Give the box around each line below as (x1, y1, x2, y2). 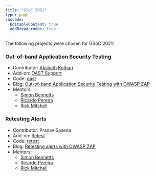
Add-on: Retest (12, 132, 45, 138)
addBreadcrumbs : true (10, 27, 56, 32)
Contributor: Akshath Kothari (12, 65, 73, 71)
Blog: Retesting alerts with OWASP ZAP (12, 143, 96, 149)
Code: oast (12, 76, 36, 82)
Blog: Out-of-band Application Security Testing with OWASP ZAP (12, 81, 150, 87)
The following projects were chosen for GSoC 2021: (5, 40, 114, 46)
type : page (5, 12, 29, 17)
